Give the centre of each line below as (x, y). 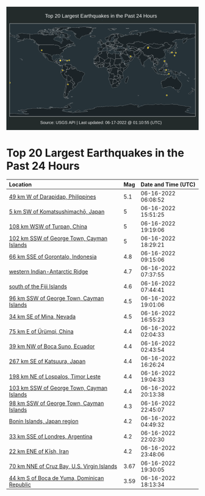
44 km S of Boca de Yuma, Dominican (56, 478)
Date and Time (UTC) (168, 184)
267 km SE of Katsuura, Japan (47, 362)
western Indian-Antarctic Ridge (49, 271)
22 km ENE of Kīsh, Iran (39, 451)
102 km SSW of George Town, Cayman (58, 238)
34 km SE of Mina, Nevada (42, 316)
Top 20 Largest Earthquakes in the (95, 153)
